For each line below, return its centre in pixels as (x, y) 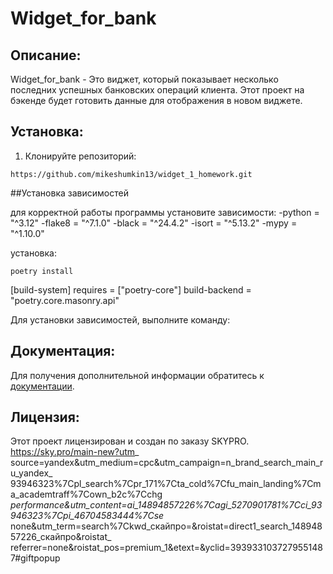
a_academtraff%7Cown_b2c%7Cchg (86, 494)
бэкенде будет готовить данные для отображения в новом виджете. (156, 100)
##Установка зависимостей (69, 193)
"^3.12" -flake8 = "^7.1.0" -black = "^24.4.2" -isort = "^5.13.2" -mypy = (154, 223)
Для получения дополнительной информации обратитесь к (137, 375)
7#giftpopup (35, 558)
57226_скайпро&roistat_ (61, 537)
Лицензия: (45, 417)
